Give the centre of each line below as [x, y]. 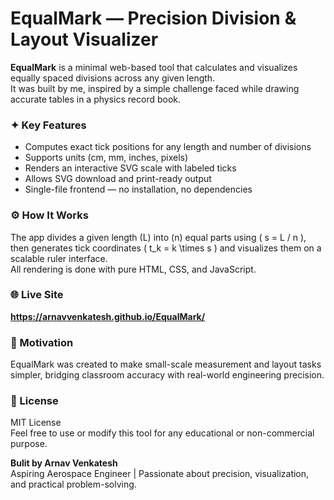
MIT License [36, 423]
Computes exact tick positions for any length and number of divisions [168, 147]
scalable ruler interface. [59, 258]
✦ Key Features [48, 125]
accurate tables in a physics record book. [96, 99]
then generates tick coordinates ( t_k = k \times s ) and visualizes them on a [166, 248]
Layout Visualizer [84, 39]
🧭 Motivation [42, 342]
